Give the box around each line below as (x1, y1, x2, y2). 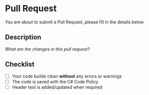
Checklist (5, 60, 35, 69)
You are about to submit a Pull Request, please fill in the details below (5, 19, 144, 25)
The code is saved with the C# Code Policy (12, 78, 99, 84)
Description (5, 33, 41, 41)
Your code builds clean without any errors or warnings (12, 73, 122, 79)
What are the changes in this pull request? (5, 46, 90, 52)
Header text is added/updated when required (12, 84, 103, 90)
